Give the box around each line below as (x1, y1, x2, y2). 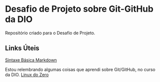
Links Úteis (5, 44, 40, 52)
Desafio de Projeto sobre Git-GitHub (5, 3, 154, 15)
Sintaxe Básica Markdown (5, 57, 57, 63)
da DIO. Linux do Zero (5, 72, 49, 78)
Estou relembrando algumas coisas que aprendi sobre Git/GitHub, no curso (5, 66, 156, 72)
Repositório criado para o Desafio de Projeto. (5, 30, 96, 36)
